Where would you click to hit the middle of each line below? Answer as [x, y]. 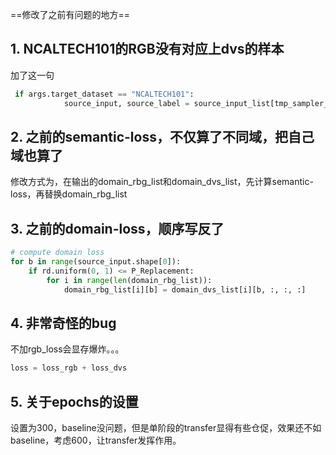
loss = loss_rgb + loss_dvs [69, 368]
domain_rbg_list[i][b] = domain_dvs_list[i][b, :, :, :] [185, 289]
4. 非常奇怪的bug [63, 323]
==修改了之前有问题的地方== [70, 14]
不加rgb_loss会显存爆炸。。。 [67, 349]
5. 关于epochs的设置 [74, 401]
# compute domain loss [57, 253]
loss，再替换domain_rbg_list [69, 194]
